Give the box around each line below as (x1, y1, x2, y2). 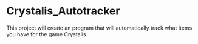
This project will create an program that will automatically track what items (6, 24, 193, 31)
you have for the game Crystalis (6, 30, 86, 37)
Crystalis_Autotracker (6, 4, 120, 18)
